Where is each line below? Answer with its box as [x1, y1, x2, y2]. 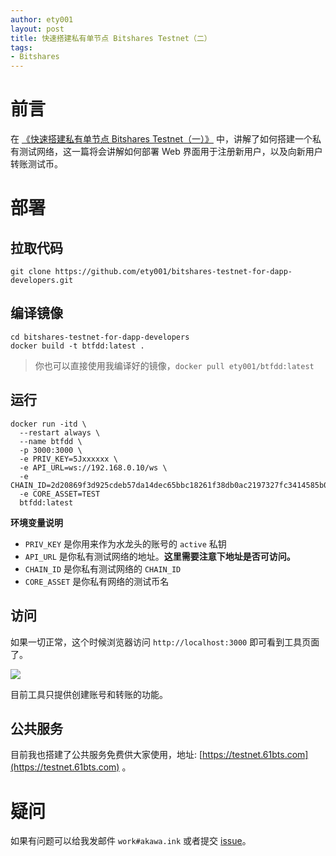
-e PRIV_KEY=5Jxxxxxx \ [19, 454, 118, 464]
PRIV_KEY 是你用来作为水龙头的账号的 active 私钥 [24, 537, 227, 550]
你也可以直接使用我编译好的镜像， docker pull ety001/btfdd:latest [34, 359, 315, 371]
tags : [10, 42, 33, 53]
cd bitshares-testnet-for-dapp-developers [10, 332, 190, 342]
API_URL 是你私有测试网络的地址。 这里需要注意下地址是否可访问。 [24, 550, 296, 562]
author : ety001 [10, 14, 74, 25]
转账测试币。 [10, 158, 63, 170]
